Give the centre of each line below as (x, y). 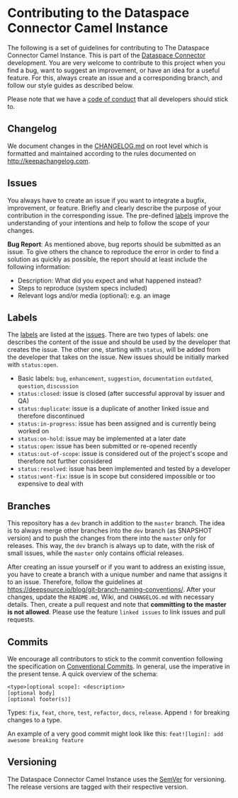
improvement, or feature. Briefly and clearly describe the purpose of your (114, 207)
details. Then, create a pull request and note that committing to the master (117, 605)
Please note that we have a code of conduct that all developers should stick (118, 99)
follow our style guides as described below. (71, 85)
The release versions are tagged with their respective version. (98, 787)
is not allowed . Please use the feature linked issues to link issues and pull (116, 612)
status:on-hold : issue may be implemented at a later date (102, 439)
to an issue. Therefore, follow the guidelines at (75, 582)
